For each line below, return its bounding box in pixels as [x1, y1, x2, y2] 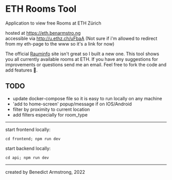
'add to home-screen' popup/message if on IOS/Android [12, 101, 132, 107]
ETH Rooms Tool [5, 3, 77, 15]
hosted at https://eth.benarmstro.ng [5, 30, 81, 36]
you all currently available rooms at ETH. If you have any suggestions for [5, 56, 158, 62]
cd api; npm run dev [5, 155, 50, 160]
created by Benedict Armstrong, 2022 [5, 169, 85, 175]
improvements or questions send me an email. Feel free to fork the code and [5, 61, 167, 67]
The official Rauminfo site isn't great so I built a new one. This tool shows [5, 51, 160, 57]
